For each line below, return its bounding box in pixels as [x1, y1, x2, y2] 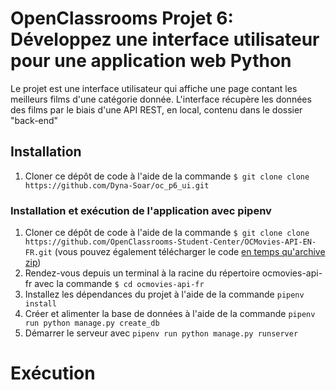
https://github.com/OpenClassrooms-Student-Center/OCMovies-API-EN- [24, 237, 317, 247]
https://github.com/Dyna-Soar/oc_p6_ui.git [24, 180, 210, 191]
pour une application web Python [10, 50, 292, 72]
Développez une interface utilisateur [10, 28, 320, 51]
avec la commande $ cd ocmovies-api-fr [34, 278, 205, 290]
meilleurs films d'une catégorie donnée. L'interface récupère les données [10, 93, 312, 105]
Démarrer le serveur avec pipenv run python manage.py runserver [24, 327, 299, 339]
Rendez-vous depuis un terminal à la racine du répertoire [24, 267, 260, 279]
